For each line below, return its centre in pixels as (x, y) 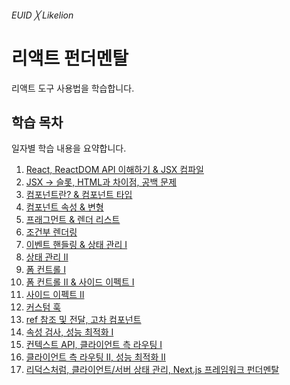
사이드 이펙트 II (55, 295)
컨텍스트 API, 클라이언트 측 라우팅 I (94, 345)
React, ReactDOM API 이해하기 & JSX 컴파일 (114, 170)
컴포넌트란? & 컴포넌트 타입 (79, 195)
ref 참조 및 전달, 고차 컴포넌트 (83, 320)
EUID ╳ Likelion (42, 15)
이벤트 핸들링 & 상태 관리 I (76, 245)
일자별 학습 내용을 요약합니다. (69, 148)
